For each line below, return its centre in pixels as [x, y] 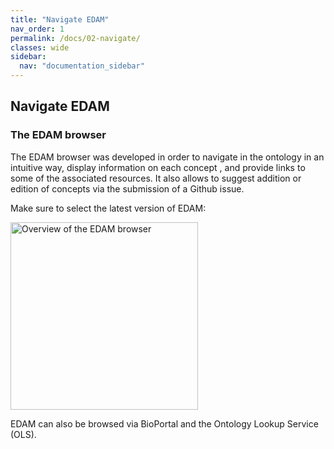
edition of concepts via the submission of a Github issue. [127, 188]
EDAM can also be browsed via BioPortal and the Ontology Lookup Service [164, 423]
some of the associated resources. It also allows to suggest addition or [156, 178]
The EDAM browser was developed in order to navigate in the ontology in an [167, 157]
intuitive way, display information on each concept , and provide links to [158, 167]
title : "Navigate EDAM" [60, 19]
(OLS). [23, 434]
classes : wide [40, 47]
